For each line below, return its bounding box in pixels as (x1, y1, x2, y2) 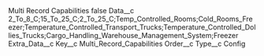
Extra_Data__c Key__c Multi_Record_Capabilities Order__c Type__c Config (8, 39, 246, 48)
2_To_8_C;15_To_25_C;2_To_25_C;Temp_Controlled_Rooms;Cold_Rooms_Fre (8, 14, 254, 23)
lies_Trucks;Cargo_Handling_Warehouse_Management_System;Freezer (8, 31, 239, 40)
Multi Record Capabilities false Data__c (8, 6, 135, 15)
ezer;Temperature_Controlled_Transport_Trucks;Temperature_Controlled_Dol (8, 23, 256, 32)
